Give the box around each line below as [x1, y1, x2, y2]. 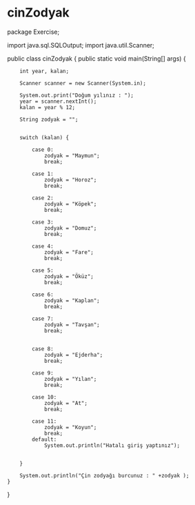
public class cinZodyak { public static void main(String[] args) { [7, 54, 186, 63]
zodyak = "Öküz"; [43, 273, 94, 280]
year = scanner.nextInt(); [19, 98, 97, 105]
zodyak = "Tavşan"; [43, 321, 100, 328]
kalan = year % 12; [19, 103, 76, 111]
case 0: [32, 146, 54, 153]
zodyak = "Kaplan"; [43, 297, 100, 304]
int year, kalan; [19, 68, 70, 75]
